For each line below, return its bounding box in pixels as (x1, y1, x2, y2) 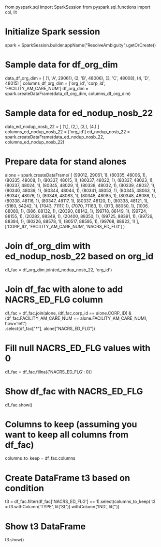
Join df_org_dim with (5, 240, 91, 251)
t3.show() (5, 537, 24, 543)
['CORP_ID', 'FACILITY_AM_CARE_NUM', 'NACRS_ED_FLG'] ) (5, 223, 125, 229)
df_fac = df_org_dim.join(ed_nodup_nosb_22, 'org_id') (5, 266, 112, 273)
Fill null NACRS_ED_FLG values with (5, 343, 151, 353)
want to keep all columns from (5, 429, 129, 440)
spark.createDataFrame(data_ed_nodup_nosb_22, (5, 134, 104, 140)
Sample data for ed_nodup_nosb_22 (5, 108, 153, 119)
